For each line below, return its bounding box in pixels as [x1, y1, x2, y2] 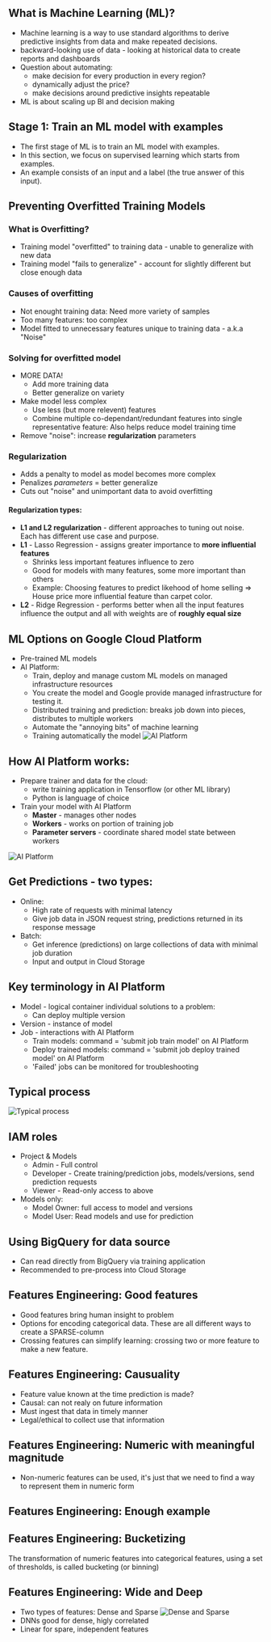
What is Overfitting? [8, 223, 90, 234]
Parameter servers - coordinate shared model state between [31, 828, 236, 838]
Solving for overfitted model [8, 352, 121, 363]
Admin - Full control [31, 1160, 98, 1170]
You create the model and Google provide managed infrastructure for [31, 688, 263, 698]
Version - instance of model [19, 1019, 113, 1028]
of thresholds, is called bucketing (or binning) [8, 1562, 160, 1572]
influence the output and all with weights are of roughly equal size [19, 609, 242, 618]
